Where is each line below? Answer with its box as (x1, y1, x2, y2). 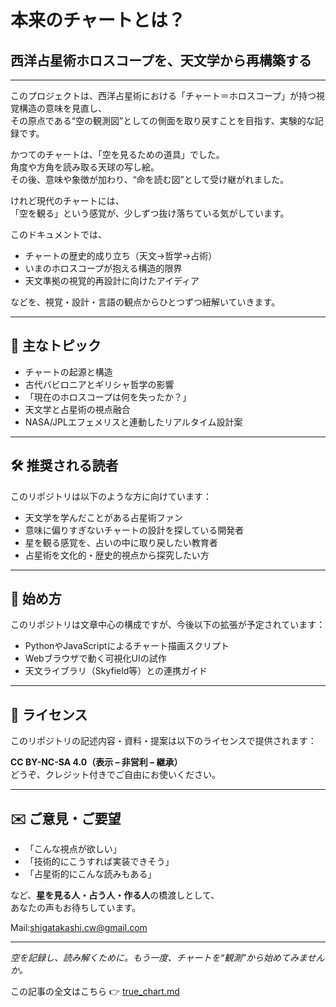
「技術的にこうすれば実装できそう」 (24, 856, 175, 868)
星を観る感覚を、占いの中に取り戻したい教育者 (24, 536, 218, 548)
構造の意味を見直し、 (18, 102, 107, 114)
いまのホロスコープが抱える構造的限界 (24, 262, 183, 274)
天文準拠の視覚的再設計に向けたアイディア (24, 275, 200, 286)
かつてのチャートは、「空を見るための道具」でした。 (10, 149, 225, 160)
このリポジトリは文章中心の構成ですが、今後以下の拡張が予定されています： (10, 619, 326, 631)
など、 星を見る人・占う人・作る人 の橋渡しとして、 (10, 889, 220, 901)
